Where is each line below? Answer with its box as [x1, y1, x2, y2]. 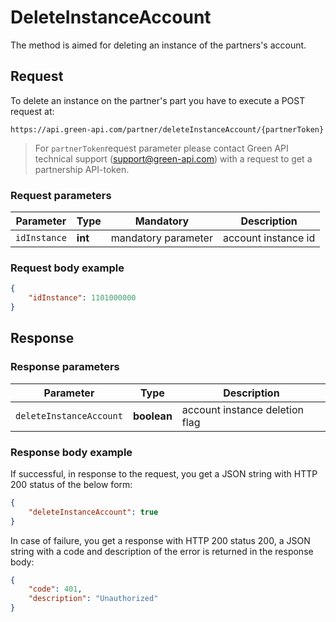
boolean [132, 409, 173, 423]
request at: [10, 105, 55, 117]
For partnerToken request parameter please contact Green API [34, 142, 289, 154]
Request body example [10, 261, 125, 275]
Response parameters [10, 360, 120, 374]
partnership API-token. [34, 163, 130, 175]
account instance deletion [181, 402, 304, 416]
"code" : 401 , [28, 584, 83, 595]
